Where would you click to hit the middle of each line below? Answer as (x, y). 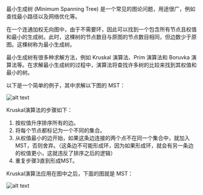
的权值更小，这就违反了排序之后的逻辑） (65, 153)
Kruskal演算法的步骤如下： (40, 110)
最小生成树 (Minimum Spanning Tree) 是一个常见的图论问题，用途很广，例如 (101, 9)
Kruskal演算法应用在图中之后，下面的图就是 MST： (70, 174)
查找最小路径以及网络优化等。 (43, 16)
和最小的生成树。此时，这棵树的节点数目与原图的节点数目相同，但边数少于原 (101, 37)
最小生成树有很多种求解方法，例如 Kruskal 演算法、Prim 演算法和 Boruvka (98, 57)
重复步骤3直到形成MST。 (47, 160)
